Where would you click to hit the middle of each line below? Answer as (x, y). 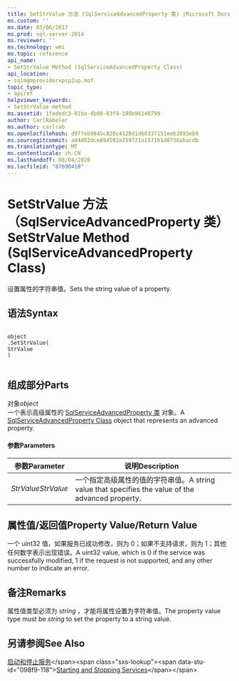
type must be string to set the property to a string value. (90, 619)
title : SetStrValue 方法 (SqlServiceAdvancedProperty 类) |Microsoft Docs (119, 14)
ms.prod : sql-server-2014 (46, 34)
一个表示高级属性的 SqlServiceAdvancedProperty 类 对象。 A (96, 413)
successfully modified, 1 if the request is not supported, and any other (110, 560)
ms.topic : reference (38, 54)
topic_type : (25, 87)
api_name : (22, 61)
